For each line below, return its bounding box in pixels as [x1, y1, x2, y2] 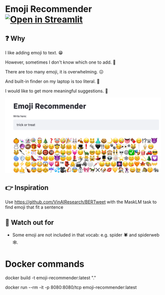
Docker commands [5, 258, 84, 269]
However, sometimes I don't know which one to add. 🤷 [5, 59, 116, 65]
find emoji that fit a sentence [5, 204, 63, 210]
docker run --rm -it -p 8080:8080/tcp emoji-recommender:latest [5, 284, 137, 290]
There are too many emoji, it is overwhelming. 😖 [5, 69, 104, 74]
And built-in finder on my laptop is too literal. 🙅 [5, 78, 100, 84]
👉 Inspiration [5, 184, 49, 192]
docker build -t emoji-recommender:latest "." [5, 275, 96, 281]
